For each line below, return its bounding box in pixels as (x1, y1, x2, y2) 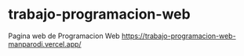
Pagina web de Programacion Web (8, 31, 120, 40)
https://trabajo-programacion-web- (121, 31, 237, 40)
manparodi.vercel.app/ (8, 39, 82, 48)
